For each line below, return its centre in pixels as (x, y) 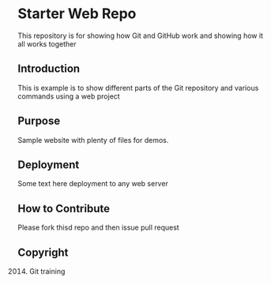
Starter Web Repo (77, 14)
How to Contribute (64, 209)
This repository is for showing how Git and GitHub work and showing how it (141, 35)
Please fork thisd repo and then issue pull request (98, 228)
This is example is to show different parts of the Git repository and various (138, 88)
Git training (47, 271)
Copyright (43, 252)
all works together (47, 43)
